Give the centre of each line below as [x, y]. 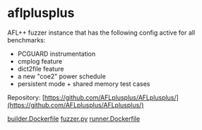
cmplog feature [40, 61]
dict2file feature [41, 69]
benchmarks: [26, 40]
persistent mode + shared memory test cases [84, 83]
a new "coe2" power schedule [61, 76]
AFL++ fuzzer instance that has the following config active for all [101, 32]
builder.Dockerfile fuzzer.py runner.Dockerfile [74, 119]
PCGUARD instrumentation [57, 54]
